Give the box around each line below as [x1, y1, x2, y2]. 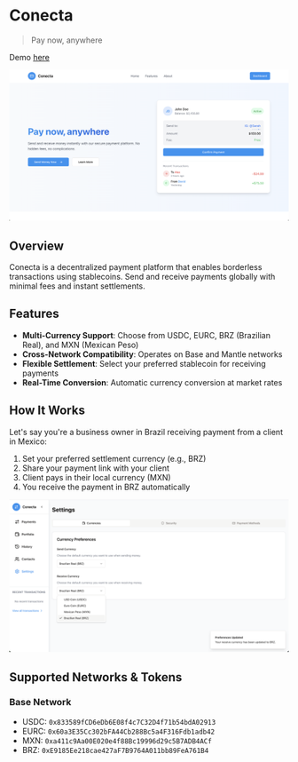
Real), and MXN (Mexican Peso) [21, 339, 139, 350]
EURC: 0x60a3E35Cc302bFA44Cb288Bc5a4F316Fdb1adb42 [21, 726, 216, 736]
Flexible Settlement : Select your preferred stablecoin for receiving [21, 358, 266, 369]
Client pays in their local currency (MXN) [21, 472, 171, 482]
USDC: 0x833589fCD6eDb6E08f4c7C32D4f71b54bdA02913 [21, 716, 216, 726]
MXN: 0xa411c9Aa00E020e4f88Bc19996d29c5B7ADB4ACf [21, 734, 213, 746]
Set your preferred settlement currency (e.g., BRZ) [21, 453, 207, 464]
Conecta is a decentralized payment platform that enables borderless [9, 261, 263, 272]
